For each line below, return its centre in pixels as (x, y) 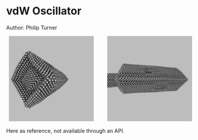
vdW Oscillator (44, 11)
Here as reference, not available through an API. (65, 131)
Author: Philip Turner (32, 28)
